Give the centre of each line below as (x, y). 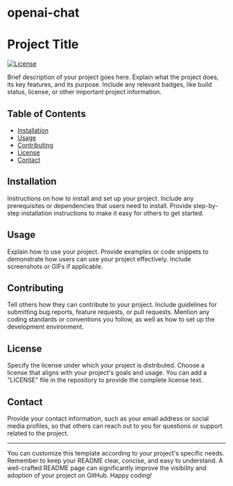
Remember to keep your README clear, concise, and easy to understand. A (115, 460)
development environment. (46, 327)
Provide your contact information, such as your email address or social (108, 418)
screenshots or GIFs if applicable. (55, 266)
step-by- (206, 205)
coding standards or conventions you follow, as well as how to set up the (111, 320)
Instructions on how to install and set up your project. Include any (101, 198)
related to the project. (38, 433)
